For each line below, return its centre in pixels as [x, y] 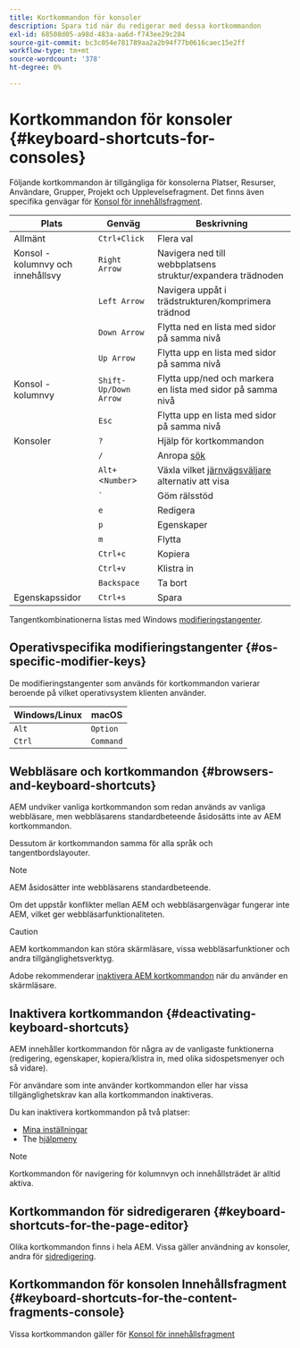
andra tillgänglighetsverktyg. [62, 959]
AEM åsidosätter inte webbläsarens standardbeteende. [110, 887]
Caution [24, 932]
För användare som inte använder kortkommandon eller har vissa [129, 1085]
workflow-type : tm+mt [50, 51]
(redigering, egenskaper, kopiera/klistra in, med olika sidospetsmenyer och [147, 1059]
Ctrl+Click [121, 238]
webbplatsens [187, 264]
